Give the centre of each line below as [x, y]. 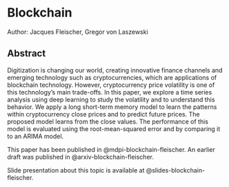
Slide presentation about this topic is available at [76, 170]
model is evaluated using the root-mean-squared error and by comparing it [114, 128]
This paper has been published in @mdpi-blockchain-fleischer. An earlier [111, 149]
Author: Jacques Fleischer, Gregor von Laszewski [78, 32]
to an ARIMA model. [36, 136]
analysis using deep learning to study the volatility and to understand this [111, 99]
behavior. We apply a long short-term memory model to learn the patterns [112, 107]
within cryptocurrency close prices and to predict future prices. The [103, 114]
